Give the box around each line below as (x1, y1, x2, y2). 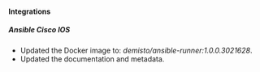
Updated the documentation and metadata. (19, 53, 165, 64)
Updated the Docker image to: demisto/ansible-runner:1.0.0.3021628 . (19, 45, 253, 55)
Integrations (8, 6, 51, 16)
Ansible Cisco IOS (8, 25, 71, 35)
